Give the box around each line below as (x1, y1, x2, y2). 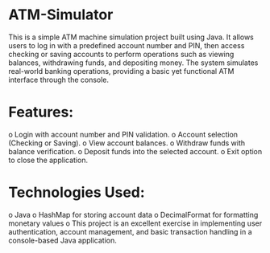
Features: (8, 103, 74, 121)
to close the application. (8, 155, 89, 165)
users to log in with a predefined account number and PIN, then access (8, 40, 245, 50)
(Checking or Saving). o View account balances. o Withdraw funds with (8, 138, 246, 148)
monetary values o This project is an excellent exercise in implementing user (8, 218, 263, 228)
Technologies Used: (8, 183, 145, 202)
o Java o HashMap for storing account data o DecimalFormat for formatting (8, 210, 259, 219)
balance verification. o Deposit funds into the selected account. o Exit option (8, 146, 263, 156)
